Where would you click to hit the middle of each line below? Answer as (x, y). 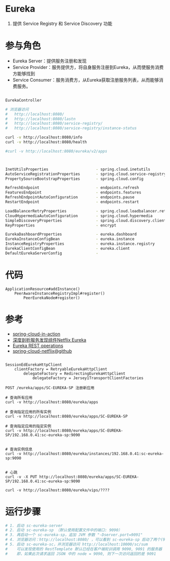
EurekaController (24, 100)
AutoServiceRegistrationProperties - (52, 174)
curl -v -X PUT (21, 477)
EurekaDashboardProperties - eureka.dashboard (71, 234)
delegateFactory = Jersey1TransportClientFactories (88, 378)
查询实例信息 (21, 449)
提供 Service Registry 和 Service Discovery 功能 (62, 23)
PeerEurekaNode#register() (52, 298)
